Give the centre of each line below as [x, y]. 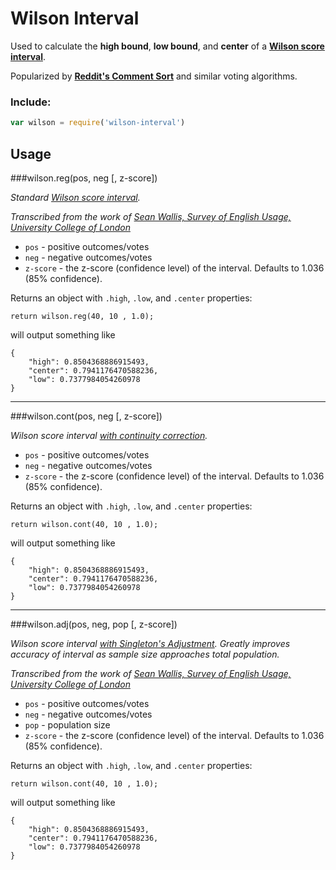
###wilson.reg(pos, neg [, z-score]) [84, 178]
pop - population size [67, 724]
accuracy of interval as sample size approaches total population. [145, 654]
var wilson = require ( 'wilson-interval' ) [98, 123]
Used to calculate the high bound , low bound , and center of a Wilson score [167, 46]
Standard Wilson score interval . [75, 197]
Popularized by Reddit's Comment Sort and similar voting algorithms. [154, 76]
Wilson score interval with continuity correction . [109, 435]
